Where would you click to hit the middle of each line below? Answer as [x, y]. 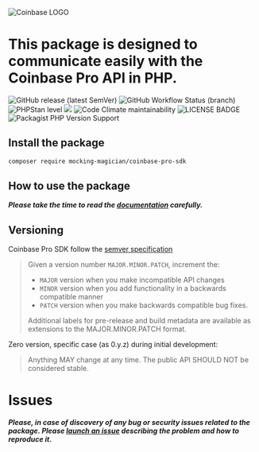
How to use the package [70, 186]
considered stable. [58, 369]
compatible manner [71, 297]
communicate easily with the [106, 62]
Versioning [36, 230]
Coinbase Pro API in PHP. [93, 78]
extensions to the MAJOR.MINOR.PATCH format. [107, 329]
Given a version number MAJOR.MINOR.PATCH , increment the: [124, 265]
